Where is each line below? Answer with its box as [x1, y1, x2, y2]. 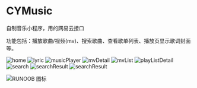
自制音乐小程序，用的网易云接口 [6, 24, 84, 32]
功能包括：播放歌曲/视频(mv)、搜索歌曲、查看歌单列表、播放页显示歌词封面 [6, 37, 191, 44]
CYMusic [6, 4, 53, 18]
